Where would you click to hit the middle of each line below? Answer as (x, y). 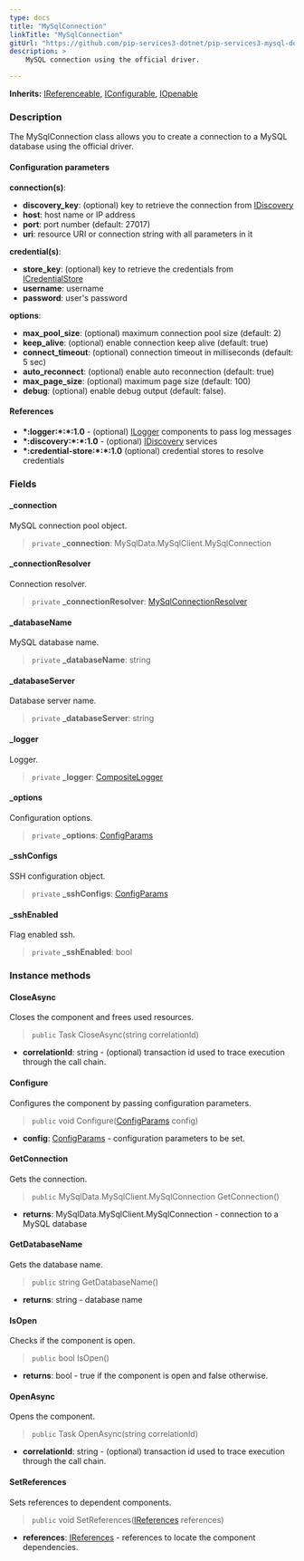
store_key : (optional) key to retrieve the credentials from (128, 269)
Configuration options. (51, 817)
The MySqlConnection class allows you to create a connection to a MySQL (148, 137)
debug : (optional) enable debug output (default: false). (124, 390)
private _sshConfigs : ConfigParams (100, 894)
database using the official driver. (71, 147)
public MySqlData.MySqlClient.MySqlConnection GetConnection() (156, 1196)
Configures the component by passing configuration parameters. (130, 1103)
